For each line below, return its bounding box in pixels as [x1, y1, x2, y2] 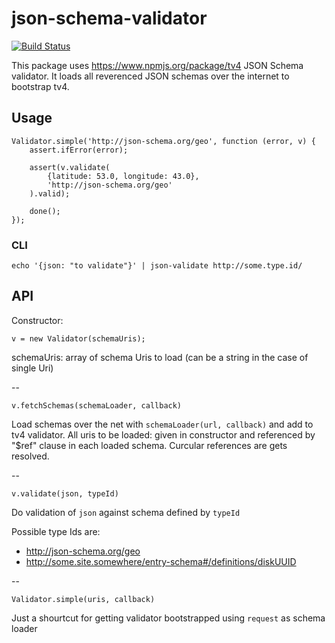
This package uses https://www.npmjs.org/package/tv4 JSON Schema [11, 59, 304, 71]
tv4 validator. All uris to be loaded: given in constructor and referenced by [11, 428, 316, 441]
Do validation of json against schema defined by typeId [11, 506, 241, 518]
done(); [29, 206, 61, 216]
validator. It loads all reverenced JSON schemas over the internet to [11, 70, 290, 82]
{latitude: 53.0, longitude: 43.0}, [47, 171, 200, 181]
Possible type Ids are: [11, 525, 101, 537]
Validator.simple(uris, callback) [11, 594, 156, 604]
